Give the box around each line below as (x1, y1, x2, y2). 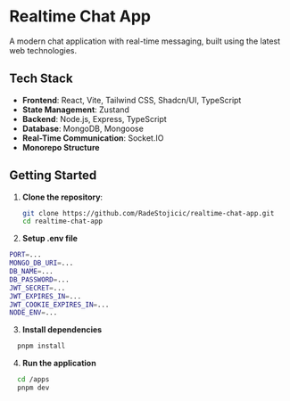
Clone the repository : (21, 192, 104, 202)
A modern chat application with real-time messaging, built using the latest (9, 36, 281, 46)
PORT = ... (9, 250, 42, 259)
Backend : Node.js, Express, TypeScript (21, 113, 167, 124)
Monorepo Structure (21, 142, 100, 152)
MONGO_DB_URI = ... (9, 258, 74, 268)
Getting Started (9, 168, 97, 184)
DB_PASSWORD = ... (9, 274, 70, 284)
